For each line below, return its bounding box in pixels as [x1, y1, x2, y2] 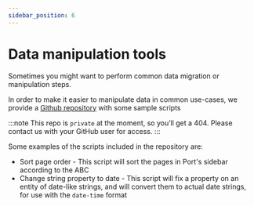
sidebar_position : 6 [8, 11, 76, 20]
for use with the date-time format [19, 190, 128, 200]
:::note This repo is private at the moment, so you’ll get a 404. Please [8, 118, 233, 128]
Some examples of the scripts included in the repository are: [8, 142, 204, 151]
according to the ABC [19, 165, 89, 175]
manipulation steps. [8, 79, 72, 89]
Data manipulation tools [8, 45, 167, 63]
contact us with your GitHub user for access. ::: [8, 126, 161, 136]
